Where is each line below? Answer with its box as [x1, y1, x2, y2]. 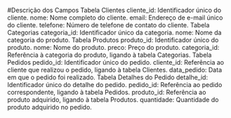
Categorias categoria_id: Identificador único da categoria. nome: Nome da [7, 28, 222, 37]
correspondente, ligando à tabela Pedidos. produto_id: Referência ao [7, 88, 206, 96]
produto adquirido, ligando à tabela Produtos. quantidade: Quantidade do [7, 96, 219, 104]
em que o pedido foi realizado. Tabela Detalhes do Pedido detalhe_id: [7, 73, 209, 81]
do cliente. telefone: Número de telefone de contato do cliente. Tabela [7, 21, 210, 29]
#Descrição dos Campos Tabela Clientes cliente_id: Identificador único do [7, 6, 222, 14]
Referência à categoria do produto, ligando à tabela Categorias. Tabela [7, 51, 212, 59]
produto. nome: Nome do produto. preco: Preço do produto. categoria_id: [7, 44, 220, 51]
